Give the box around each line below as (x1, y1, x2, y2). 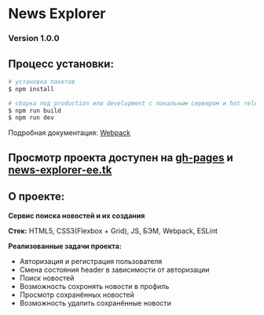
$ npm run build (8, 107, 61, 115)
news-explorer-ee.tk (8, 163, 112, 177)
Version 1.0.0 (8, 33, 60, 44)
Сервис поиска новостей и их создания (8, 211, 145, 220)
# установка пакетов (8, 78, 76, 86)
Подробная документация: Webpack (8, 128, 131, 137)
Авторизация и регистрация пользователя (19, 256, 163, 266)
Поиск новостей (19, 273, 75, 283)
